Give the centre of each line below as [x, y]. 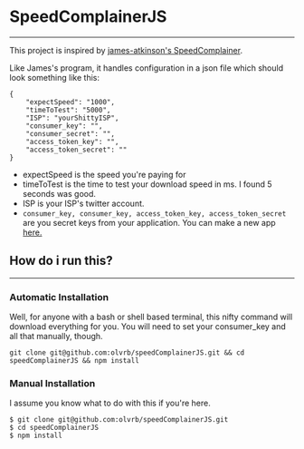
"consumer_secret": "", [71, 133]
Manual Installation [52, 383]
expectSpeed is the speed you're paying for [104, 174]
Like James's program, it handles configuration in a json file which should [146, 68]
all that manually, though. [56, 337]
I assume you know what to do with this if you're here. [110, 403]
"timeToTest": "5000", [68, 110]
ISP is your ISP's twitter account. [83, 203]
